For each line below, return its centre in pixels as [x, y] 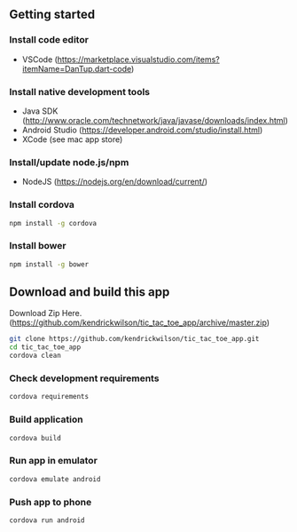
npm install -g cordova [53, 223]
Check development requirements [84, 378]
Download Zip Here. [46, 314]
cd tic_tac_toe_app [45, 347]
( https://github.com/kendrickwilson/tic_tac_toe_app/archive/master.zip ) [140, 322]
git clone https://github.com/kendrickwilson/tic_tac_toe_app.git [134, 339]
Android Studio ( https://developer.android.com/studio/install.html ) [142, 130]
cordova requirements [49, 397]
